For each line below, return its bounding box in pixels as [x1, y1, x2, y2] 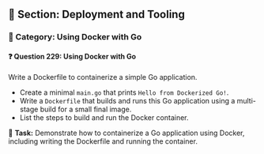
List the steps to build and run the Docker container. [19, 112, 189, 122]
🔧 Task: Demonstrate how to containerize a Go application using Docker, [8, 128, 245, 137]
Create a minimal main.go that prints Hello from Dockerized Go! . [19, 88, 229, 97]
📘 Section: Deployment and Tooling [8, 8, 186, 21]
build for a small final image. [40, 104, 132, 114]
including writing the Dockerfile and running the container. [8, 136, 198, 146]
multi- [236, 96, 257, 105]
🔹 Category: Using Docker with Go [8, 32, 142, 43]
